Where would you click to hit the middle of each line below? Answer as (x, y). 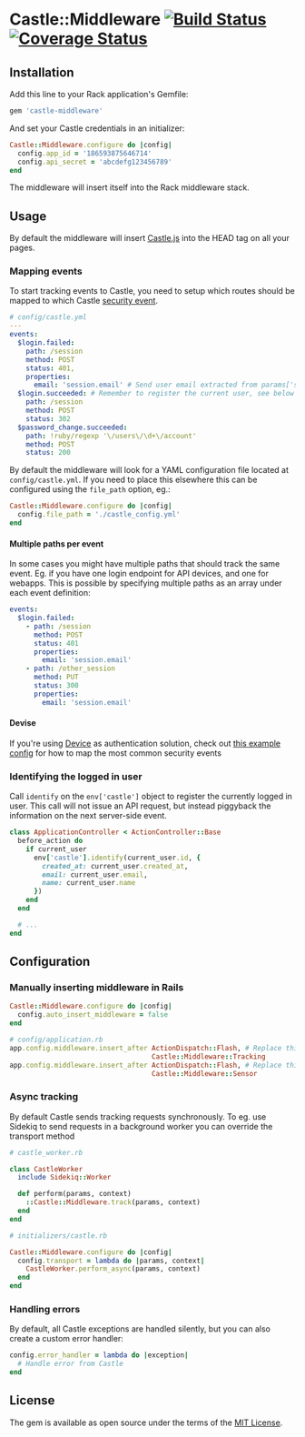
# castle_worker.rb (46, 1152)
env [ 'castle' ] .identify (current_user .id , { (117, 858)
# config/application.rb (56, 1040)
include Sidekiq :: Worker (64, 1178)
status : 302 (48, 418)
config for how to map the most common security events (116, 753)
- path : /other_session (71, 668)
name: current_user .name (89, 883)
